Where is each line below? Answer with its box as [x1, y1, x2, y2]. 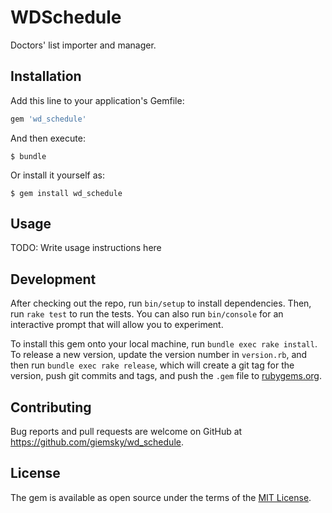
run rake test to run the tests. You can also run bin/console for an [10, 308, 284, 320]
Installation [10, 68, 82, 85]
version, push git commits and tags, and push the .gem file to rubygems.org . [10, 370, 323, 382]
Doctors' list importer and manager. [10, 39, 157, 51]
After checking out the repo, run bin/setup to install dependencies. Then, [10, 297, 312, 310]
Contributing [10, 399, 92, 416]
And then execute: [10, 132, 86, 144]
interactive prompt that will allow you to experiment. [10, 319, 224, 331]
